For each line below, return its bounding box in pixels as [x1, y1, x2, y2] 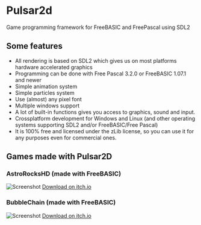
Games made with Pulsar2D [6, 151, 113, 162]
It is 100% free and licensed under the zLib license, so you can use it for [14, 127, 194, 135]
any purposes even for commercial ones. [14, 134, 117, 141]
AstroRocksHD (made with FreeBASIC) [6, 170, 122, 178]
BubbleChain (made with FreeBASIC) [6, 198, 116, 207]
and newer [14, 76, 42, 83]
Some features [6, 41, 63, 51]
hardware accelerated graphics [14, 63, 93, 71]
